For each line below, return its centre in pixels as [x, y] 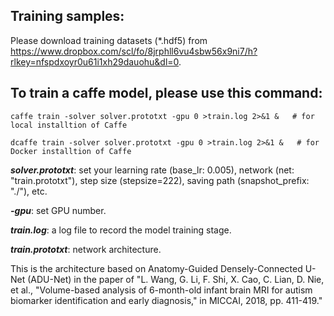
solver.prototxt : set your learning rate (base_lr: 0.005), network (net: [152, 170]
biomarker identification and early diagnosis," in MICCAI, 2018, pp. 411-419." [166, 300]
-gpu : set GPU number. [58, 210]
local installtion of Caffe [69, 125]
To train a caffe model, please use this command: [166, 93]
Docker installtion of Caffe [71, 151]
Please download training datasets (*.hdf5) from [109, 40]
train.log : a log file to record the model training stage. [121, 230]
